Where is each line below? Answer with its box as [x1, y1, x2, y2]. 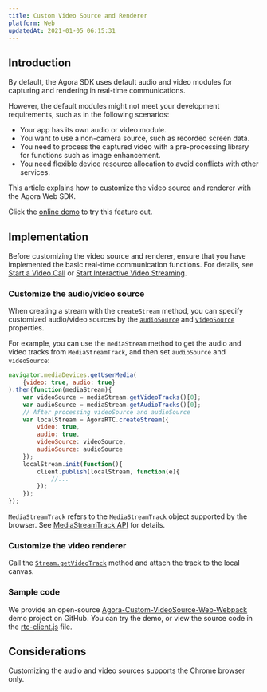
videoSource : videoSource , [37, 438, 127, 446]
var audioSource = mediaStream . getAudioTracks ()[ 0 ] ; [22, 401, 202, 409]
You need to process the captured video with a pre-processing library [19, 142, 249, 152]
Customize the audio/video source [8, 288, 145, 299]
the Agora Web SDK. [8, 192, 76, 201]
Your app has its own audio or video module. [19, 125, 167, 135]
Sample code [8, 587, 61, 598]
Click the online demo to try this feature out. [8, 207, 153, 216]
